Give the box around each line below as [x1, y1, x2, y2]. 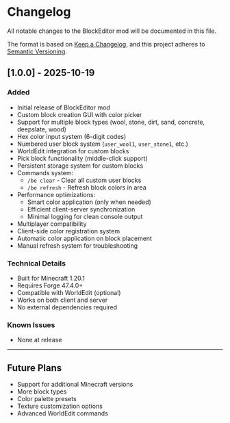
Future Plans [7, 362, 62, 374]
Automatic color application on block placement [16, 234, 153, 242]
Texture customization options [16, 402, 103, 411]
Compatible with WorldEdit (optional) [16, 288, 121, 296]
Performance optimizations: [16, 190, 96, 198]
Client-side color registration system [16, 227, 120, 235]
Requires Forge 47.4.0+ [16, 281, 84, 290]
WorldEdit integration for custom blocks [16, 146, 129, 155]
